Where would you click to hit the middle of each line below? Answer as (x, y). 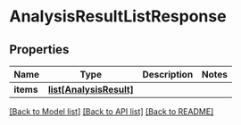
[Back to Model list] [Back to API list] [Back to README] (112, 112)
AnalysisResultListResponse (118, 17)
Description (168, 75)
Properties (39, 50)
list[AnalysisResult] (91, 89)
